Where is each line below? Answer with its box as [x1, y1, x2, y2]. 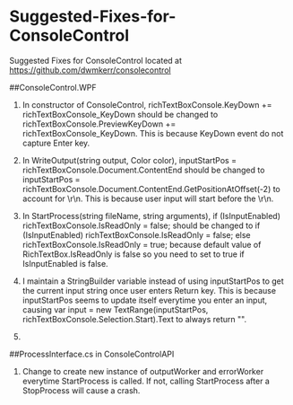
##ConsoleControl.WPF [9, 82, 97, 92]
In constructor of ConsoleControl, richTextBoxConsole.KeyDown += [22, 99, 272, 110]
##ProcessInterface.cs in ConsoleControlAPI [9, 348, 175, 359]
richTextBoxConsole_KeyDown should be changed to [22, 109, 219, 119]
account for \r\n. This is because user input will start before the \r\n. [22, 193, 274, 204]
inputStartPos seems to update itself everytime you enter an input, [22, 295, 268, 305]
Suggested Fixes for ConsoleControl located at [9, 55, 182, 66]
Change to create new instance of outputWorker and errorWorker [22, 365, 264, 376]
